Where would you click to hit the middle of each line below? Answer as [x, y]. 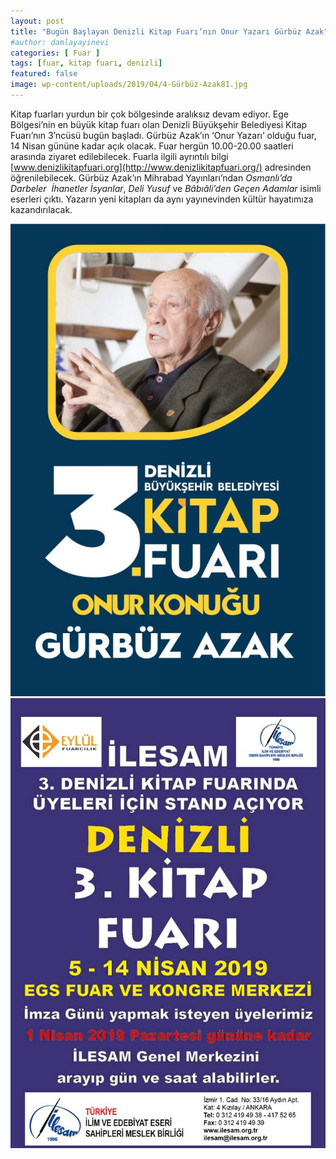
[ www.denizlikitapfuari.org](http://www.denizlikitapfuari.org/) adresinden [161, 167]
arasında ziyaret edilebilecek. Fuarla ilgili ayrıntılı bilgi [119, 156]
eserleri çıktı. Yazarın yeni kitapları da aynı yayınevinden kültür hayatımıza [162, 199]
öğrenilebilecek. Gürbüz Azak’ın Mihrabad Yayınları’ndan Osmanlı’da [151, 177]
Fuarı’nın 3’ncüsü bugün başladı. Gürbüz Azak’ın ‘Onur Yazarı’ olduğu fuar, [163, 135]
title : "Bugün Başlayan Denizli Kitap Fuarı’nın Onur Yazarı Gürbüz [156, 31]
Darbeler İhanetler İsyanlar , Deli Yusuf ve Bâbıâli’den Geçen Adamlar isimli [166, 188]
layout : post [37, 21]
